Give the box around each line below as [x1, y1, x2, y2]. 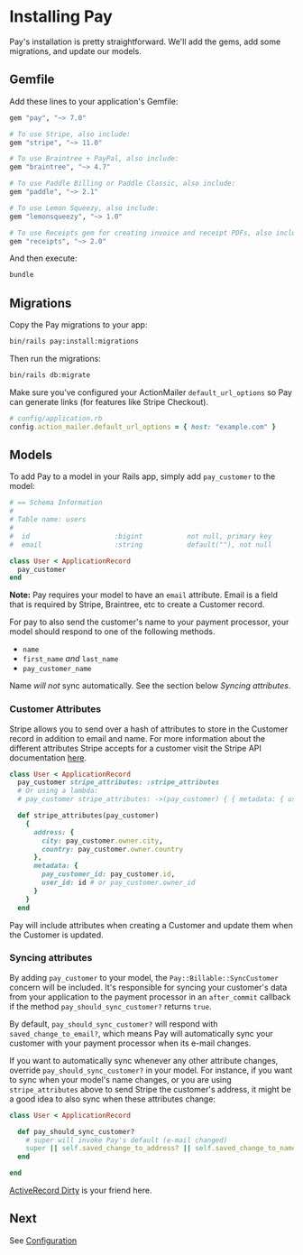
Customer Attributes [9, 703, 102, 715]
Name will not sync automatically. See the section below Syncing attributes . [9, 680, 291, 691]
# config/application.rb [9, 413, 103, 423]
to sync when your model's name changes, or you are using [9, 1074, 232, 1084]
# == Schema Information [9, 498, 103, 507]
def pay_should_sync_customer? [17, 1127, 135, 1136]
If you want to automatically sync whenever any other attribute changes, [9, 1055, 279, 1066]
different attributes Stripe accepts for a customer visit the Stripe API [9, 743, 262, 753]
